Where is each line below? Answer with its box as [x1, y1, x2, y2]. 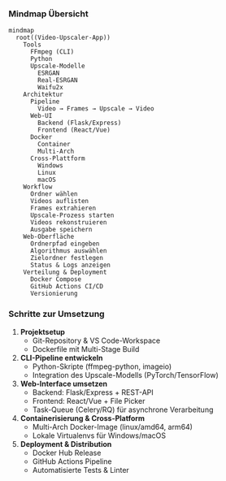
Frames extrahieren [29, 204, 96, 213]
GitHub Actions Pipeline [32, 456, 112, 466]
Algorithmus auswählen [29, 247, 107, 255]
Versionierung [29, 289, 79, 298]
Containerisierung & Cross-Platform [20, 413, 145, 422]
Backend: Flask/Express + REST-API [32, 387, 154, 397]
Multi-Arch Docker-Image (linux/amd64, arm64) [32, 422, 193, 431]
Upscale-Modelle [29, 62, 85, 71]
